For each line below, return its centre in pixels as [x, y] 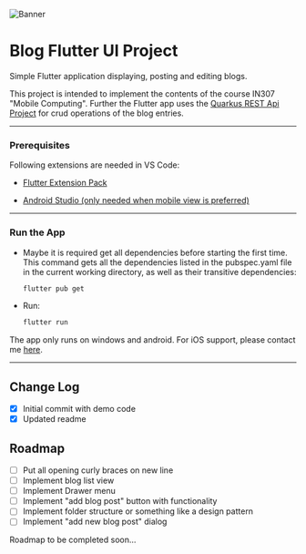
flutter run [45, 323]
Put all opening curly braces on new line [98, 470]
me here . [26, 350]
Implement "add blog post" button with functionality [120, 501]
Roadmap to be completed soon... [73, 540]
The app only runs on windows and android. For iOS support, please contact [153, 340]
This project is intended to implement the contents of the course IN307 [142, 93]
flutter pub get [53, 288]
